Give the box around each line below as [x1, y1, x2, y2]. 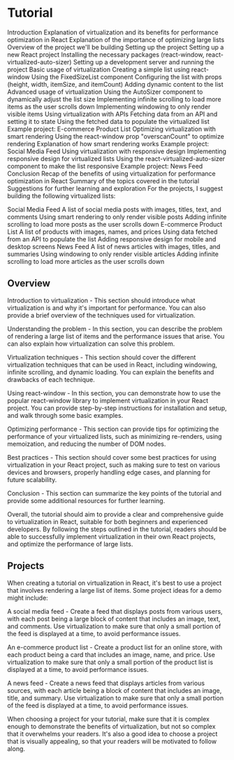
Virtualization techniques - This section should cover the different [7, 353, 196, 361]
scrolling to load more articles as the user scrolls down [7, 257, 165, 265]
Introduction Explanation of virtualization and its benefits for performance [7, 28, 219, 36]
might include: [7, 593, 49, 602]
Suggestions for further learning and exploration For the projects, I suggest [7, 184, 224, 192]
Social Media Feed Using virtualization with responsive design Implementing [7, 147, 227, 155]
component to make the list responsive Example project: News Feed [7, 162, 203, 170]
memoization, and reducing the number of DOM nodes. [7, 439, 166, 448]
